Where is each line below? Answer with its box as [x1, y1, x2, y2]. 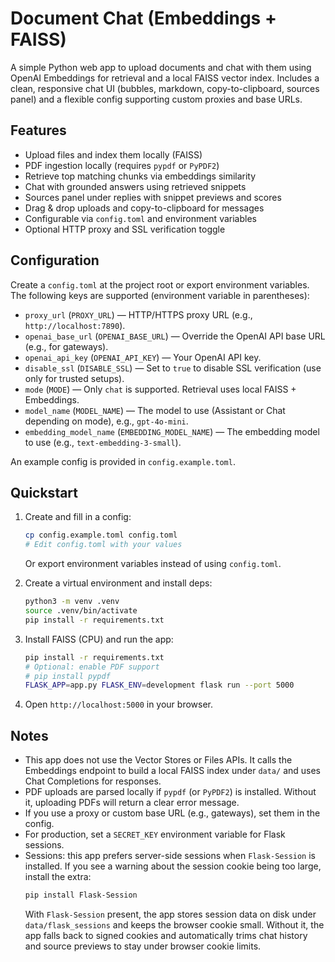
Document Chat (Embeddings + [10, 7, 277, 30]
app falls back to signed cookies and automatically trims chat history [24, 929, 308, 941]
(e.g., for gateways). [24, 340, 109, 352]
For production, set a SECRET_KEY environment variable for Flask [24, 828, 286, 841]
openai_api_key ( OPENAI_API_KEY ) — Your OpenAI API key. [24, 351, 262, 363]
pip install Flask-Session [24, 890, 138, 901]
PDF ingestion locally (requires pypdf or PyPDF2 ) [24, 159, 220, 171]
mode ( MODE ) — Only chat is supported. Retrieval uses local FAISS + [24, 383, 297, 395]
